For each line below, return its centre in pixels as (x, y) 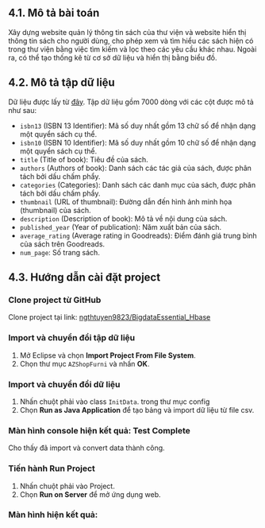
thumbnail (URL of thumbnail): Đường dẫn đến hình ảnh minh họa (126, 201)
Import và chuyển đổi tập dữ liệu (72, 338)
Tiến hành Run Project (52, 468)
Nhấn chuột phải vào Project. (67, 486)
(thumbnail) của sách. (55, 210)
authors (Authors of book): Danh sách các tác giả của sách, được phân (136, 168)
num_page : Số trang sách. (60, 252)
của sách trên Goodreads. (62, 244)
